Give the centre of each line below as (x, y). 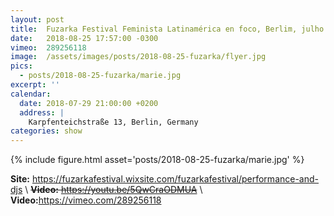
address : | (42, 112)
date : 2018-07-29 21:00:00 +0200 (89, 103)
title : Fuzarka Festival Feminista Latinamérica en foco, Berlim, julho (167, 29)
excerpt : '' (35, 85)
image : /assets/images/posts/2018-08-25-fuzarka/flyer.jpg (138, 57)
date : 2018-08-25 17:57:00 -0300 (84, 38)
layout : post (37, 19)
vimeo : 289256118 (48, 47)
